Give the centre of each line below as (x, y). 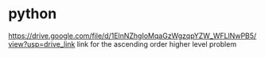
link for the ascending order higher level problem (157, 44)
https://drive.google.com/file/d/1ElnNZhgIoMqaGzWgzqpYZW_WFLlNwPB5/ (132, 36)
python (33, 14)
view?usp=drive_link (42, 44)
